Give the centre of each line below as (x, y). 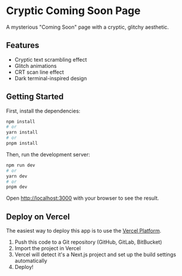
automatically (31, 261)
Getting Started (35, 97)
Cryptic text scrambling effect (50, 59)
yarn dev (17, 176)
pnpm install (22, 144)
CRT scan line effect (39, 72)
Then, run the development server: (48, 154)
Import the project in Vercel (48, 248)
